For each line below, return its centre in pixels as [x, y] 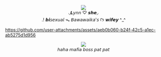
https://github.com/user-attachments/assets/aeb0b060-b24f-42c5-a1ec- [80, 30]
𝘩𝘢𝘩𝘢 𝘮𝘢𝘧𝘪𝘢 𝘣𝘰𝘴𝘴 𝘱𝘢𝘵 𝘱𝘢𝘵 [83, 49]
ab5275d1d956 [20, 35]
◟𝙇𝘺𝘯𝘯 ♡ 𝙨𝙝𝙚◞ [83, 13]
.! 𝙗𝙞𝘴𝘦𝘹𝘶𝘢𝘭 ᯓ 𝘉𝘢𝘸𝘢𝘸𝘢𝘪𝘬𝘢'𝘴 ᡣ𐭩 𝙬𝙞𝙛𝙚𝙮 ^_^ [83, 20]
